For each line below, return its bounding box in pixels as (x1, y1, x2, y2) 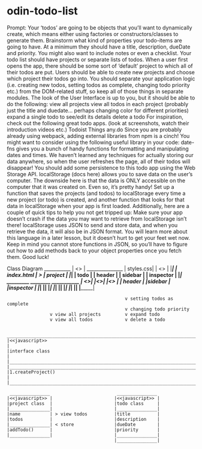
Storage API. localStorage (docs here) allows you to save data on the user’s (7, 170, 193, 177)
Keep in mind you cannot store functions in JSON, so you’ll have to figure (7, 240, 188, 248)
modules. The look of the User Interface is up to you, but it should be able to (7, 94, 195, 101)
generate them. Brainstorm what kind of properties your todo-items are (7, 37, 182, 44)
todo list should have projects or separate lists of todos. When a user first (7, 56, 188, 63)
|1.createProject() (7, 369, 56, 375)
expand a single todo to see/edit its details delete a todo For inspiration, (7, 113, 183, 120)
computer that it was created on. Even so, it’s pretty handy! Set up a (7, 183, 174, 190)
